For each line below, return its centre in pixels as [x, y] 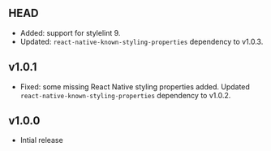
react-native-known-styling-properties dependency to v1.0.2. [125, 95]
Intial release [41, 140]
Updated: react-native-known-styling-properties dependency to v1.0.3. [142, 41]
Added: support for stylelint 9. [70, 32]
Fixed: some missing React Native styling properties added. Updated [135, 86]
